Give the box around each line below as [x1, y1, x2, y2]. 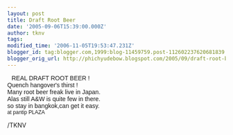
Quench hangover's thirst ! [7, 81, 78, 89]
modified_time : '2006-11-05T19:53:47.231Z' [7, 42, 135, 49]
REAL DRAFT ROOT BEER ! [11, 74, 90, 82]
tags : [7, 36, 23, 43]
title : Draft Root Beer [7, 17, 76, 24]
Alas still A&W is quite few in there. [7, 95, 101, 102]
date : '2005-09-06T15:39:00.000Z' [7, 23, 107, 30]
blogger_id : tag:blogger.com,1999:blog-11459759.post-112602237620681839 [7, 49, 225, 56]
